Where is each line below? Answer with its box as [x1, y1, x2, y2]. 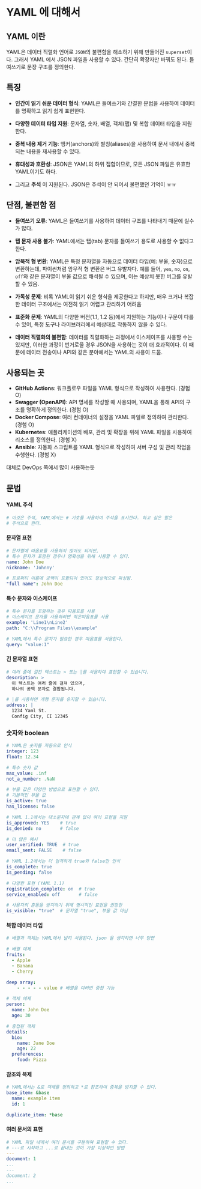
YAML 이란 [6, 31, 46, 41]
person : [6, 1001, 26, 1008]
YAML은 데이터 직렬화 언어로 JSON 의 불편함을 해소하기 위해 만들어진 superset [6, 49, 188, 55]
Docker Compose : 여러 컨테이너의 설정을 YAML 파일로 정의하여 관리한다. [14, 414, 189, 421]
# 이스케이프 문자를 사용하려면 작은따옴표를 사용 [6, 614, 109, 620]
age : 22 [17, 1045, 36, 1051]
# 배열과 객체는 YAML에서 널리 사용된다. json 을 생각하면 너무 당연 [6, 935, 155, 942]
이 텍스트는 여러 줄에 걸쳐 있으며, [11, 680, 86, 686]
